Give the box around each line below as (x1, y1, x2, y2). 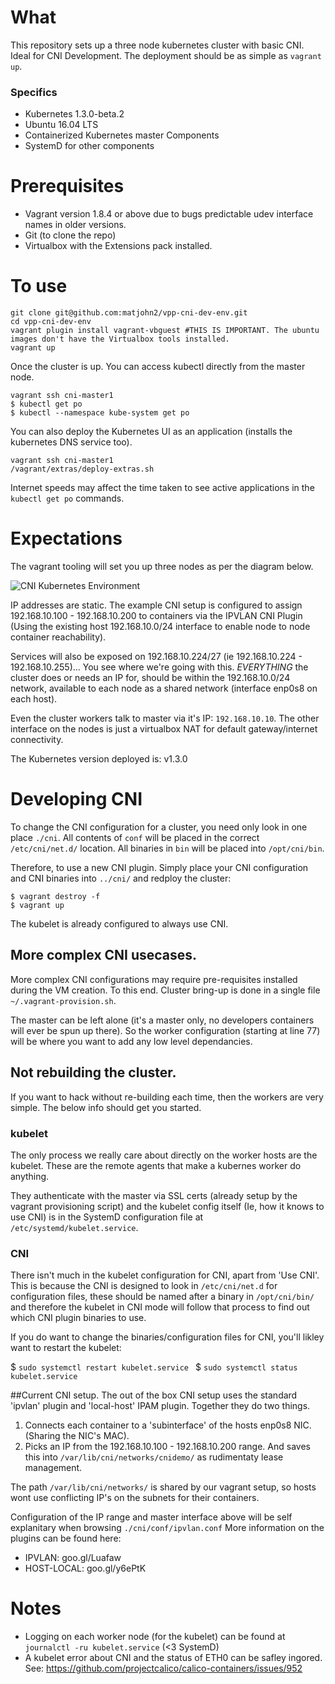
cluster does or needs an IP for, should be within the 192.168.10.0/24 (10, 672, 291, 684)
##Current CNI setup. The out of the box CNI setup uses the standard (10, 1389, 298, 1401)
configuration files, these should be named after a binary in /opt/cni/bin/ (10, 1291, 315, 1303)
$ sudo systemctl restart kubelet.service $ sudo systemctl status (10, 1361, 298, 1373)
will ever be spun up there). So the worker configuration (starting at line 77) (10, 1024, 321, 1036)
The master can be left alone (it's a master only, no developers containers (10, 1014, 315, 1026)
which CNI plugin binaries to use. (10, 1312, 147, 1324)
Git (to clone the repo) (24, 229, 117, 241)
